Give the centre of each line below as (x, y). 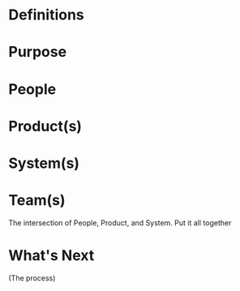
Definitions (47, 15)
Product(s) (45, 126)
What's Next (51, 256)
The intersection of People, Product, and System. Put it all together (120, 223)
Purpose (38, 52)
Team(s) (37, 201)
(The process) (32, 278)
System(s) (44, 163)
